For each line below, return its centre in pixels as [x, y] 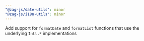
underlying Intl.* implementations [41, 33]
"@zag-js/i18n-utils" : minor [35, 14]
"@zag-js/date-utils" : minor [35, 10]
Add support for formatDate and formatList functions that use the [72, 28]
